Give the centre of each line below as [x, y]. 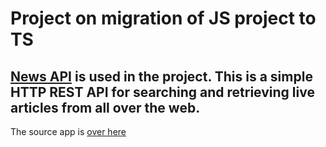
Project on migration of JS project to [163, 18]
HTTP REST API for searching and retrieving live [162, 92]
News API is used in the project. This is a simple [161, 76]
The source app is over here [68, 131]
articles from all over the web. [105, 107]
